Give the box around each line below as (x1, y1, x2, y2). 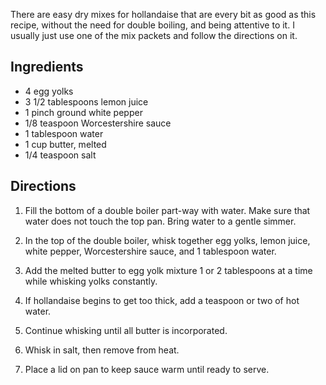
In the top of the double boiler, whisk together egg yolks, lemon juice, (24, 234, 311, 246)
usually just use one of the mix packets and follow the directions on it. (10, 30, 298, 41)
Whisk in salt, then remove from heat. (24, 344, 180, 356)
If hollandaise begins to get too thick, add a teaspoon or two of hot (24, 294, 300, 306)
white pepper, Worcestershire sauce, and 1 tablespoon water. (24, 245, 277, 257)
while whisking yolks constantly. (24, 275, 158, 287)
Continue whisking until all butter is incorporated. (24, 324, 228, 336)
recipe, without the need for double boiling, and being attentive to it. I (10, 19, 295, 31)
